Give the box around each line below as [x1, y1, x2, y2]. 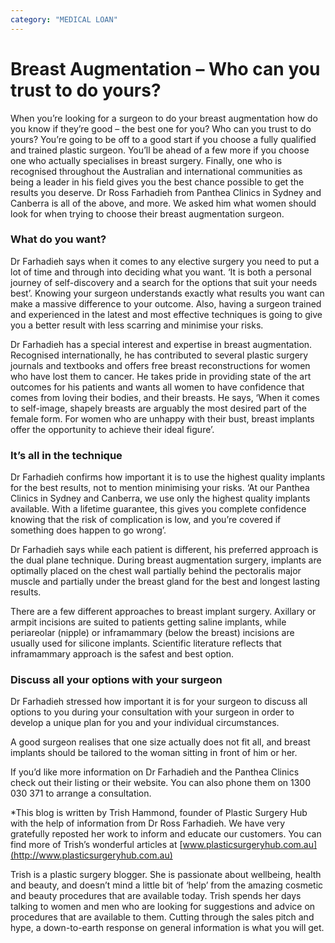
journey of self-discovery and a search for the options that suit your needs [10, 276, 318, 288]
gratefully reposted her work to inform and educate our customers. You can [10, 828, 322, 840]
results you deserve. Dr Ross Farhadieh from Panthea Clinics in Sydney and [10, 186, 322, 198]
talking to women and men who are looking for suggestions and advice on [10, 901, 316, 913]
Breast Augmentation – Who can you [10, 57, 321, 80]
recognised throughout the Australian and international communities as [10, 165, 303, 177]
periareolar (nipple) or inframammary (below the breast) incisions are [10, 627, 295, 639]
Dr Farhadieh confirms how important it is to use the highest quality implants [10, 471, 326, 483]
